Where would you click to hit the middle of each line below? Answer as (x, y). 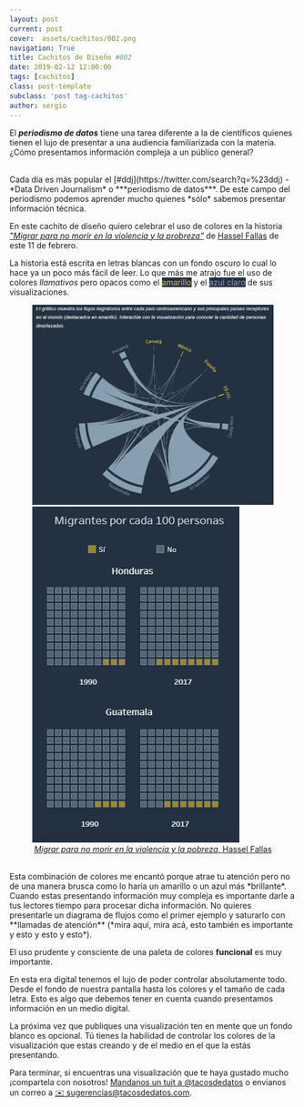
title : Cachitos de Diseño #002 (71, 58)
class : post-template (51, 86)
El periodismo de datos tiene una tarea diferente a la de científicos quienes (151, 133)
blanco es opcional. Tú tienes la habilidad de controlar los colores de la (142, 1035)
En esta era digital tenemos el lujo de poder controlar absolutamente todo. (148, 979)
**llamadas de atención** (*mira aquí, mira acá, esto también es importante (151, 924)
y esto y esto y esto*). (51, 934)
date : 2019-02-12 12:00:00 (61, 67)
